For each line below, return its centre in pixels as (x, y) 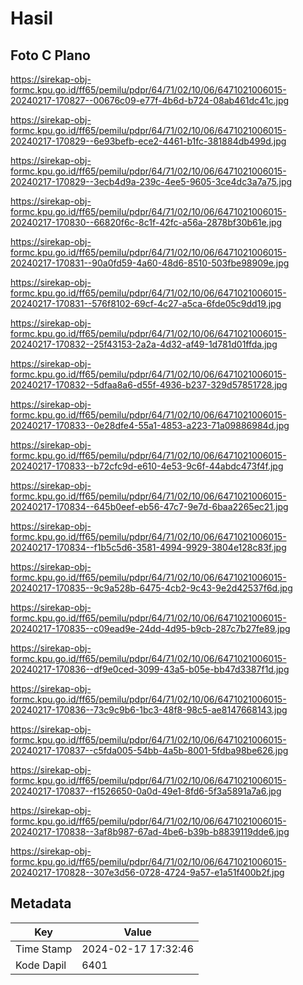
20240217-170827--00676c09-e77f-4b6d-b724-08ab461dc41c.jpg (150, 100)
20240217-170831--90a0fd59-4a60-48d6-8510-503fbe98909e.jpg (150, 263)
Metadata (41, 903)
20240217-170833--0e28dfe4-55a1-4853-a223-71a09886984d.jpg (150, 425)
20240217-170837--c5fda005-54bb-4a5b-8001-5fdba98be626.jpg (149, 750)
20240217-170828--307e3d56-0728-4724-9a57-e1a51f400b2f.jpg (147, 872)
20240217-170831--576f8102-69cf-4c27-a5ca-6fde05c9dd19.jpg (146, 303)
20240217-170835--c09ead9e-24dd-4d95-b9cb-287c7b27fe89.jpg (150, 628)
